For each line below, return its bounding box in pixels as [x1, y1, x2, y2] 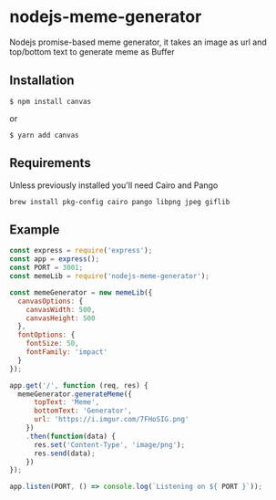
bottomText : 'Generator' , [33, 406, 132, 416]
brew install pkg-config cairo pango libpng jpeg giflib [9, 197, 230, 206]
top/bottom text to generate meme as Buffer [9, 46, 175, 57]
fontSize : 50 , [26, 339, 79, 349]
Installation [9, 73, 75, 89]
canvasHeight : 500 [26, 313, 96, 323]
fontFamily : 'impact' [26, 348, 107, 357]
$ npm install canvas [9, 97, 92, 106]
